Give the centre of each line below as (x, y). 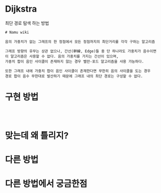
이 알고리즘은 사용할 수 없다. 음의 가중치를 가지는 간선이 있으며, (62, 56)
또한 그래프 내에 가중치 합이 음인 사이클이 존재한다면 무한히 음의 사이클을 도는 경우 (78, 71)
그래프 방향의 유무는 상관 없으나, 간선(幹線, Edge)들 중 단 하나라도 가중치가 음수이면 (81, 51)
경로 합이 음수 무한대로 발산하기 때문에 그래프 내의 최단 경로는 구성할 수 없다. (74, 76)
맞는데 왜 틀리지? (37, 135)
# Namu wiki (17, 32)
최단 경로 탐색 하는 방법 (27, 23)
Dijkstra (21, 9)
